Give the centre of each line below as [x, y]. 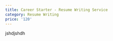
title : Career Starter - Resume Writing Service [56, 10]
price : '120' [19, 19]
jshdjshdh [15, 33]
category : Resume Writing [32, 14]
